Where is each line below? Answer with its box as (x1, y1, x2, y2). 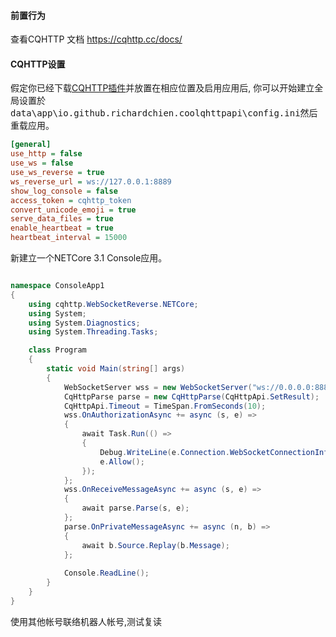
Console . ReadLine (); (63, 568, 150, 579)
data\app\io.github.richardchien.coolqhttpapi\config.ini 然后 (10, 107, 318, 119)
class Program (28, 345, 87, 355)
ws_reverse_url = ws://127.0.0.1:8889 (10, 176, 172, 187)
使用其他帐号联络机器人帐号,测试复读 (10, 615, 163, 627)
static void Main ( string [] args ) (46, 364, 186, 374)
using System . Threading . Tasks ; (28, 327, 159, 337)
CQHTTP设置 (10, 58, 66, 70)
